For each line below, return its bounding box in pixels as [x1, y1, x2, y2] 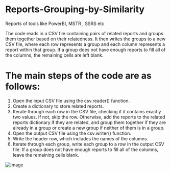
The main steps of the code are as [5, 70, 152, 82]
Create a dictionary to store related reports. [12, 103, 104, 109]
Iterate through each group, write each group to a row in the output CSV [12, 141, 164, 147]
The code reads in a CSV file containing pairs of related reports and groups [5, 30, 163, 36]
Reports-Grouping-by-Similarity [5, 4, 144, 15]
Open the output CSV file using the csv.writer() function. [12, 130, 132, 136]
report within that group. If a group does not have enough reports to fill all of [5, 46, 166, 53]
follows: [5, 81, 40, 92]
